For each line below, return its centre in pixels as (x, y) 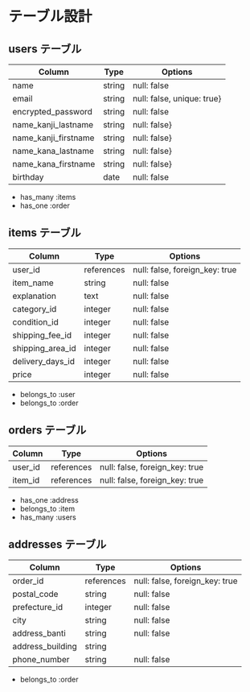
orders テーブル (47, 431)
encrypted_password (52, 112)
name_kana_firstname (54, 164)
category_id (35, 309)
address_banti (39, 633)
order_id (28, 581)
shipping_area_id (44, 348)
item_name (33, 283)
